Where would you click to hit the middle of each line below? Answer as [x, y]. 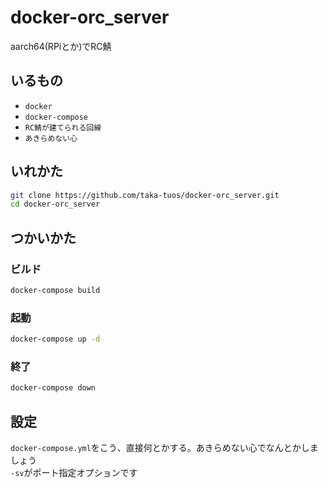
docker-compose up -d [55, 339]
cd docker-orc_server [55, 204]
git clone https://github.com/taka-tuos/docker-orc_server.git [145, 195]
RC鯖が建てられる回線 [63, 127]
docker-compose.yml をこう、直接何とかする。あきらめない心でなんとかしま [164, 448]
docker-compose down [53, 388]
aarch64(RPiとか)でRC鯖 [61, 46]
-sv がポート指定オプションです [74, 473]
